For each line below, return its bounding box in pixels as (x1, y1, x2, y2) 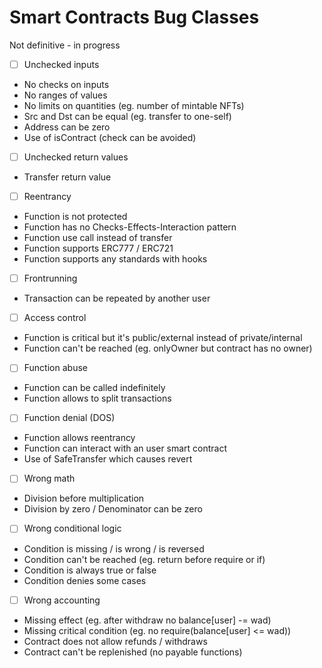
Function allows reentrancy (23, 432, 136, 444)
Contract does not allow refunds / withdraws (23, 635, 208, 647)
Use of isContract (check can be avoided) (23, 132, 197, 143)
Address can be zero (23, 121, 111, 133)
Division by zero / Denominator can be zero (23, 503, 203, 515)
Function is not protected (23, 211, 128, 223)
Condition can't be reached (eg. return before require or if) (23, 553, 266, 565)
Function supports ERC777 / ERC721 (23, 242, 174, 255)
